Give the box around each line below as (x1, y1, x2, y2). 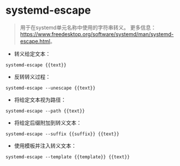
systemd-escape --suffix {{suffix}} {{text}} (5, 131, 119, 137)
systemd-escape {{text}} (5, 62, 67, 68)
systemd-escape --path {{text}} (5, 108, 85, 114)
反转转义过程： (14, 73, 51, 80)
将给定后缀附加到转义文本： (14, 119, 82, 126)
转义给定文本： (14, 50, 51, 57)
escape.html (19, 37, 51, 44)
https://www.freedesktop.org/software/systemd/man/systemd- (19, 30, 174, 37)
